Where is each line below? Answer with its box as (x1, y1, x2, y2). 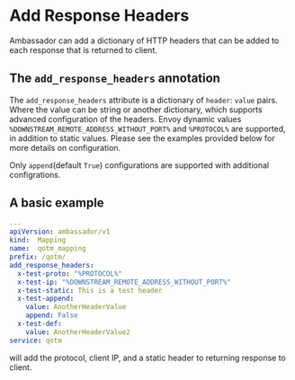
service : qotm (9, 336, 63, 345)
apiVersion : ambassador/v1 (9, 227, 111, 236)
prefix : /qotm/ (9, 252, 67, 261)
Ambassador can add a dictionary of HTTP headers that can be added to (9, 35, 280, 46)
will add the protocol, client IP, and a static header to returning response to (9, 352, 286, 363)
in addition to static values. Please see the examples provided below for (9, 132, 275, 144)
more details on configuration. (9, 142, 121, 153)
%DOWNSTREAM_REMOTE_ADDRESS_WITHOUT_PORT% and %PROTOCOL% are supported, (9, 123, 286, 134)
